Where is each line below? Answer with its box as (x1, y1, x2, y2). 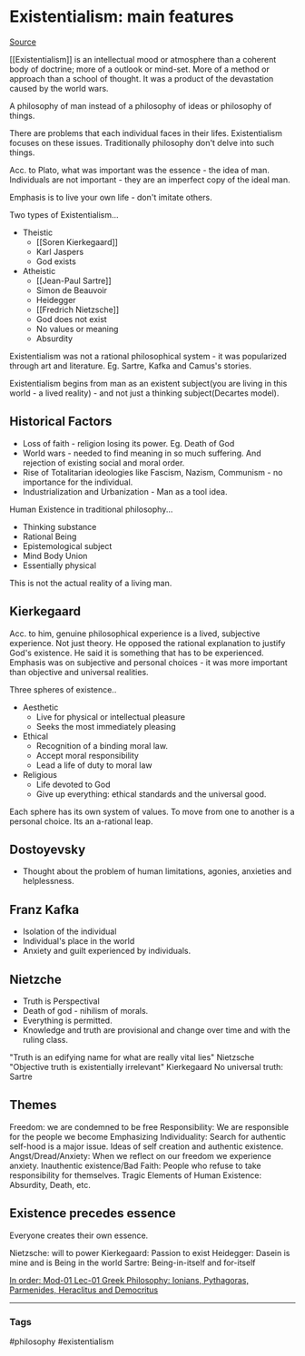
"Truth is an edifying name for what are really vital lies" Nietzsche (9, 1052, 255, 1063)
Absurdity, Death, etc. (9, 1179, 91, 1190)
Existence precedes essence (9, 1205, 176, 1222)
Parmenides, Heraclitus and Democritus (9, 1284, 159, 1295)
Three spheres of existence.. (9, 683, 117, 695)
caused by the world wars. (9, 83, 109, 93)
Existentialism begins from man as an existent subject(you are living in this (9, 378, 288, 388)
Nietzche (9, 971, 62, 987)
